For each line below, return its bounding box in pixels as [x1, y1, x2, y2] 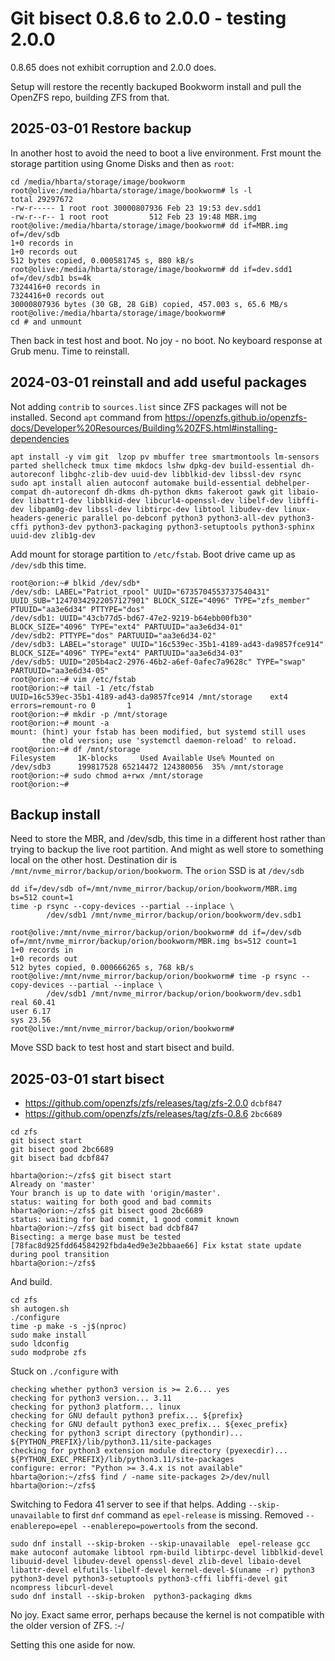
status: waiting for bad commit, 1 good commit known [10, 1215, 240, 1225]
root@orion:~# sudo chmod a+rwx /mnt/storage [10, 770, 203, 781]
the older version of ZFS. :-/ [10, 1620, 125, 1632]
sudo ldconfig [10, 1339, 70, 1349]
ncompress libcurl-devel [10, 1583, 114, 1593]
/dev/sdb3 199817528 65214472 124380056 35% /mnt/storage [10, 762, 284, 772]
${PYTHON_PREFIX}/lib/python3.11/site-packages [10, 1437, 213, 1447]
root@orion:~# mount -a [10, 718, 110, 728]
